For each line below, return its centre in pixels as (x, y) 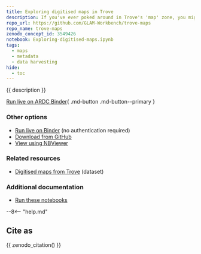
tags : (13, 46)
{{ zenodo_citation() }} (34, 245)
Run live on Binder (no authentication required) (72, 130)
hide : (13, 67)
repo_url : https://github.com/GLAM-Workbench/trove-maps (79, 23)
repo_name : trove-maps (34, 28)
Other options (27, 117)
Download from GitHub (43, 137)
